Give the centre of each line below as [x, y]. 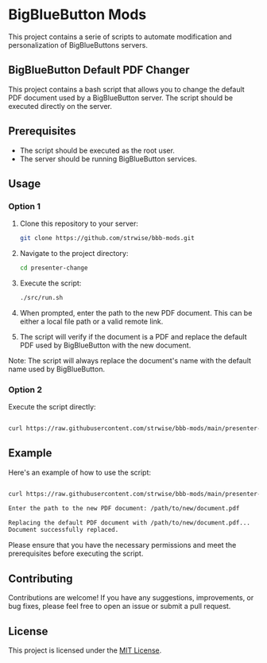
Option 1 [25, 206]
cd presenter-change [54, 268]
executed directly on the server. [60, 106]
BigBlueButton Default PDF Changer [99, 70]
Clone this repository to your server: [79, 223]
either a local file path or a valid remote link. [91, 321]
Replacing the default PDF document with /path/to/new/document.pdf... [129, 522]
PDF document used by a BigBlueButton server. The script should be [120, 98]
